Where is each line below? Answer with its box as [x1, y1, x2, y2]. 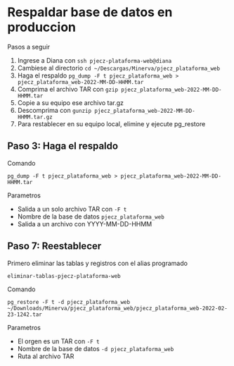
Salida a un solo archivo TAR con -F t [17, 205, 127, 213]
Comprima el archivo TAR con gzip [17, 85, 118, 93]
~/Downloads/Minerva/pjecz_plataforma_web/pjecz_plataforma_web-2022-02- [7, 305, 228, 312]
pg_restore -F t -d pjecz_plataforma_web [7, 298, 131, 305]
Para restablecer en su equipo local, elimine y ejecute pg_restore [17, 119, 206, 128]
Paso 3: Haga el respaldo [7, 140, 118, 152]
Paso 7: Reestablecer [7, 240, 102, 252]
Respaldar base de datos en [7, 4, 173, 20]
